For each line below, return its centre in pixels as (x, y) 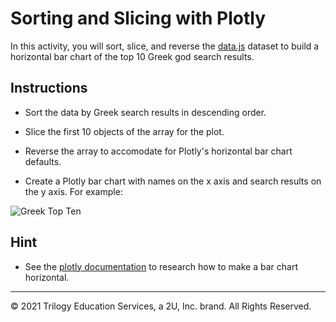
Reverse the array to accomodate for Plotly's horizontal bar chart (158, 151)
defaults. (43, 161)
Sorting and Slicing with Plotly (138, 18)
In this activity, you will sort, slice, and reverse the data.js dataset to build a (165, 46)
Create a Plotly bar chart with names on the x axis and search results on (173, 181)
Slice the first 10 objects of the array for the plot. (124, 131)
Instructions (49, 88)
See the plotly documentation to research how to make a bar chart (161, 266)
